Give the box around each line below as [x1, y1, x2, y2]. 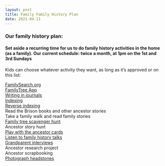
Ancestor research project [5, 145, 58, 151]
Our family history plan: [5, 33, 63, 40]
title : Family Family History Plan [5, 12, 79, 17]
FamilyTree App [5, 87, 37, 93]
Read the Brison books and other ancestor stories [5, 108, 106, 114]
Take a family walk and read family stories [5, 113, 90, 119]
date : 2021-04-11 [5, 16, 41, 21]
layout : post [5, 7, 32, 12]
